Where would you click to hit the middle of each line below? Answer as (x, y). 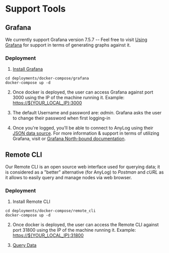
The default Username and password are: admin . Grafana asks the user (87, 113)
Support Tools (36, 9)
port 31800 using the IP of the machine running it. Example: (74, 230)
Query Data (24, 245)
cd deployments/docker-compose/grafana (47, 78)
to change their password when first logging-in (61, 118)
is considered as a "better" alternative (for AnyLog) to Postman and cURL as (84, 172)
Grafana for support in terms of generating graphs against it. (68, 45)
